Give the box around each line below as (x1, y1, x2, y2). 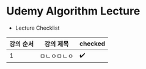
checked (79, 39, 106, 48)
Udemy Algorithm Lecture (6, 4, 141, 18)
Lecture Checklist (15, 24, 60, 31)
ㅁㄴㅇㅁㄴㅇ (39, 52, 74, 61)
